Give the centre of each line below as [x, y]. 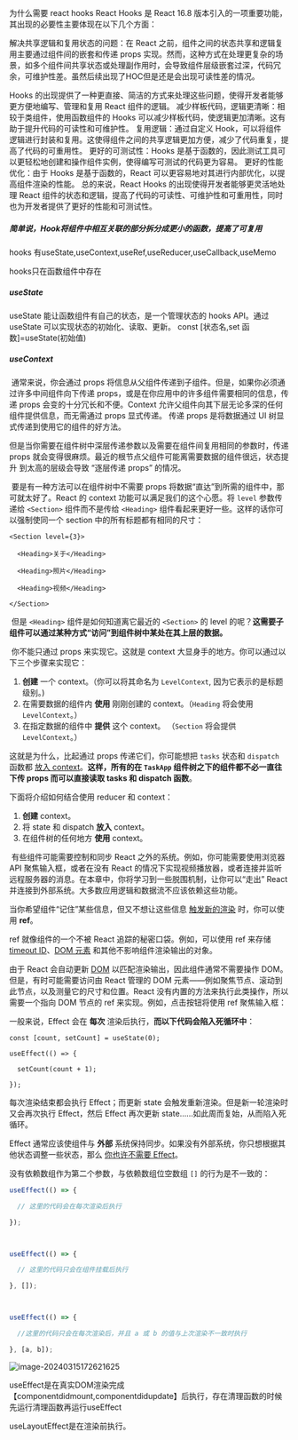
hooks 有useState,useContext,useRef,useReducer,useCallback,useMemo [143, 252]
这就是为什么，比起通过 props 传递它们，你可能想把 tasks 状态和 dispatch [144, 756]
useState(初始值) [56, 338]
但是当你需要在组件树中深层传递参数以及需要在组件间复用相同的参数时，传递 [149, 445]
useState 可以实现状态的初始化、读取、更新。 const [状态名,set [125, 326]
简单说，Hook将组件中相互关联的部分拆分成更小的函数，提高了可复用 [136, 228]
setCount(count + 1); [57, 1069]
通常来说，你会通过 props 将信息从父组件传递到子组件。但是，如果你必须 [144, 382]
